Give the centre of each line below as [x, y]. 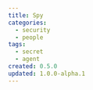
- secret [29, 52]
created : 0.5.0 [33, 67]
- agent [28, 59]
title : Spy [26, 15]
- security [33, 30]
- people [29, 37]
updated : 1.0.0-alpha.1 [47, 74]
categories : [27, 23]
